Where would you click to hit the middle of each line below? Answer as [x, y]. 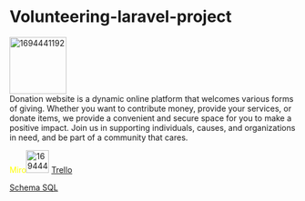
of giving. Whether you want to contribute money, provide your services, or [151, 108]
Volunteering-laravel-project [121, 17]
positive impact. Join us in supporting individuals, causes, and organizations [152, 127]
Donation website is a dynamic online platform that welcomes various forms [152, 98]
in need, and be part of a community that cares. [99, 137]
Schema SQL [34, 187]
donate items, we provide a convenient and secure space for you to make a [151, 118]
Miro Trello [41, 169]
